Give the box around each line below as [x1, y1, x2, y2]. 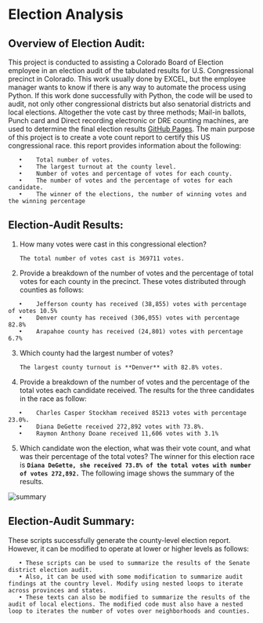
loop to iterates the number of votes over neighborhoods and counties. [8, 607, 250, 615]
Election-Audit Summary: [8, 515, 135, 528]
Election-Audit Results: [8, 218, 124, 232]
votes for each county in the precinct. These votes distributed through [19, 276, 247, 286]
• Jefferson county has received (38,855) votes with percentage [18, 300, 247, 308]
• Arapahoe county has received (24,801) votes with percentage [18, 327, 243, 335]
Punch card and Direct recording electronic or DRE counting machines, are [8, 116, 249, 125]
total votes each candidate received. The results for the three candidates [19, 385, 254, 395]
